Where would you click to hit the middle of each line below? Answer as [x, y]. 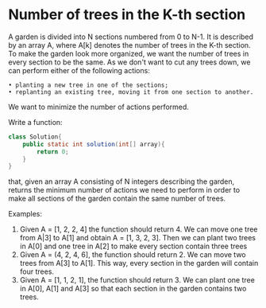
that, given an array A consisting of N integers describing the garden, [121, 181]
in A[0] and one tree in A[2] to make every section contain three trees [133, 246]
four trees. [37, 271]
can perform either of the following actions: [79, 70]
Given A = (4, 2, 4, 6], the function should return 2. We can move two [133, 255]
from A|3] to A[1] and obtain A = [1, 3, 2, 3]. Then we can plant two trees [138, 238]
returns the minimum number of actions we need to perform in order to [124, 190]
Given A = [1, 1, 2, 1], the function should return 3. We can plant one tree [137, 280]
